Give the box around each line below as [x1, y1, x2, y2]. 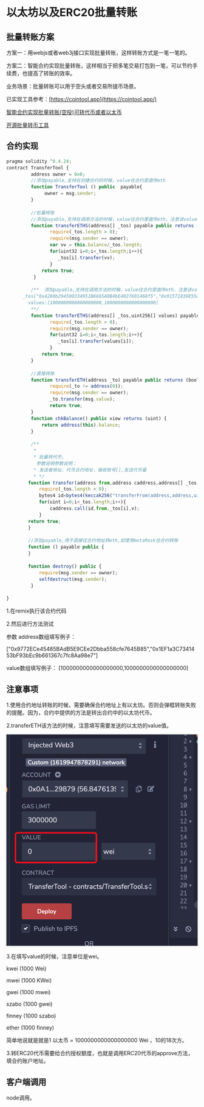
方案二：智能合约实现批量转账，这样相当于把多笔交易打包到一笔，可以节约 [6, 62, 192, 69]
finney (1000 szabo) [6, 1013, 56, 1020]
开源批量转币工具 [6, 121, 49, 129]
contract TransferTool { [6, 165, 69, 171]
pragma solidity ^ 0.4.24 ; [6, 158, 72, 165]
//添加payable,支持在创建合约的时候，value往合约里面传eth [30, 177, 166, 183]
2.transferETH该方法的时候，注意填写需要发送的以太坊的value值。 [6, 722, 172, 729]
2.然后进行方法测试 [6, 620, 54, 628]
